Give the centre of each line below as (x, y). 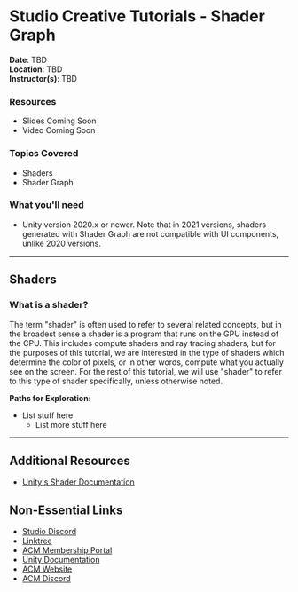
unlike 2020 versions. (62, 243)
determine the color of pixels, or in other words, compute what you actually (146, 362)
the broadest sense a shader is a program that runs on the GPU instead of (144, 334)
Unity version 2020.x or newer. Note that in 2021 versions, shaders (144, 225)
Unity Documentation (61, 560)
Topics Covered (44, 154)
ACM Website (47, 569)
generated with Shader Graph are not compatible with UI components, (150, 233)
